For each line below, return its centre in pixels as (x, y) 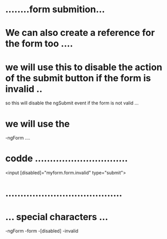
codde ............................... (67, 158)
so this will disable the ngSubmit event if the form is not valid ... (72, 103)
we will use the (38, 124)
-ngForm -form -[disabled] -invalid (42, 231)
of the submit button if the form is (78, 78)
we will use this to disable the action (84, 67)
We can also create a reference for (80, 33)
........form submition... (55, 9)
